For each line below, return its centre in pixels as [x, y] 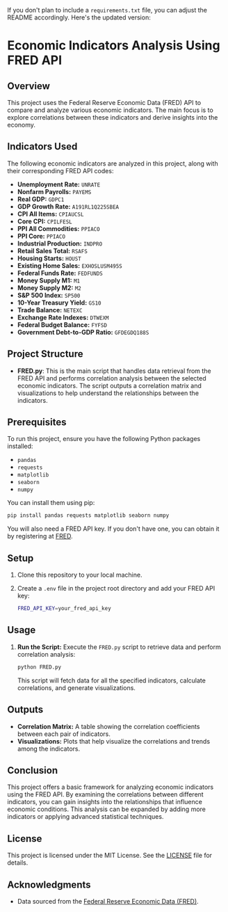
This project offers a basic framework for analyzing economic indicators [111, 787]
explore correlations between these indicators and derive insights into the [113, 117]
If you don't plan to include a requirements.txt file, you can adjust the [107, 10]
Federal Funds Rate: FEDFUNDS [60, 273]
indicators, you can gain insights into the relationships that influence [105, 802]
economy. [22, 125]
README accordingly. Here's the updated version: [79, 17]
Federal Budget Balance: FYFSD [62, 325]
